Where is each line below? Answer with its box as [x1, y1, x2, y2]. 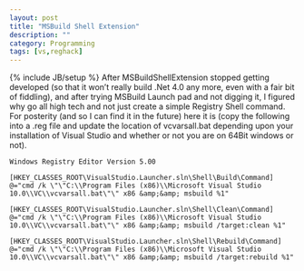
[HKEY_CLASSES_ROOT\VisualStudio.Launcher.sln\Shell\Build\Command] [9, 174, 274, 183]
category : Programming [9, 38, 95, 48]
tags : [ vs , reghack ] [9, 47, 83, 56]
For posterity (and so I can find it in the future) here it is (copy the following [9, 111, 290, 122]
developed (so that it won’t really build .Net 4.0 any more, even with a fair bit [9, 82, 295, 93]
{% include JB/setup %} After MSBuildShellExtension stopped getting [9, 72, 270, 83]
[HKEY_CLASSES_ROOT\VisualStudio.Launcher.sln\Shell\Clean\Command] [9, 206, 274, 215]
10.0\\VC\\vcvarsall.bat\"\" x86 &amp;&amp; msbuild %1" [9, 189, 230, 198]
